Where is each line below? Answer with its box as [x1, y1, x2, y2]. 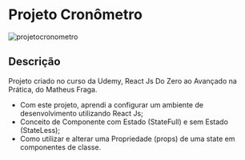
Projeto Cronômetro [8, 6, 143, 24]
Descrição [8, 55, 61, 68]
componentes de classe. [19, 142, 102, 152]
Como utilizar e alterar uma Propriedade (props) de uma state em [19, 134, 235, 143]
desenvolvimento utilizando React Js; [19, 108, 144, 118]
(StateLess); [19, 125, 61, 135]
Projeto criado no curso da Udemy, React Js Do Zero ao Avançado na [8, 76, 238, 85]
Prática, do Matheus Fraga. [8, 84, 98, 94]
